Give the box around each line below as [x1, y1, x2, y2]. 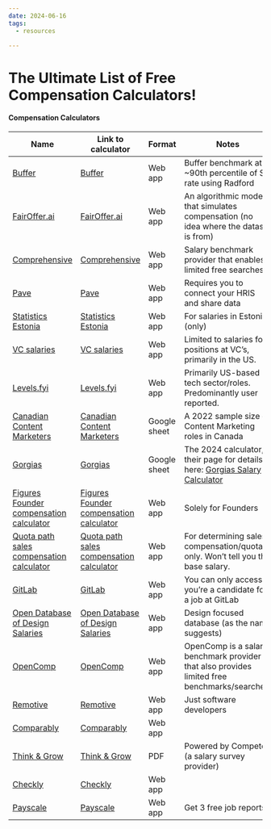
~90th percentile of [184, 167, 258, 178]
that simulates [184, 200, 238, 211]
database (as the [184, 617, 248, 628]
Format [148, 138, 177, 149]
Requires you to [184, 277, 244, 288]
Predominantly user [184, 387, 258, 398]
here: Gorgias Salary [184, 463, 262, 475]
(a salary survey [184, 750, 245, 761]
